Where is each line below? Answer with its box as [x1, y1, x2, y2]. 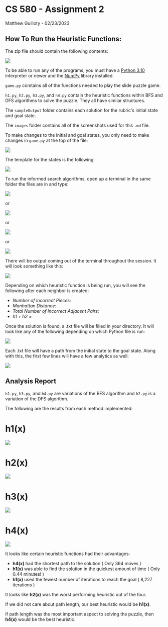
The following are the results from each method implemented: [5, 405, 133, 411]
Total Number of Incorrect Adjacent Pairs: [12, 308, 99, 314]
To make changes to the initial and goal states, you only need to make [5, 132, 149, 138]
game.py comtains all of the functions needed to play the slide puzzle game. [5, 82, 161, 88]
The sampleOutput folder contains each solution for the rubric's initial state [5, 107, 158, 113]
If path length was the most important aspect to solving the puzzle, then [5, 611, 154, 617]
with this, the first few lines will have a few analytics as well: [5, 353, 129, 359]
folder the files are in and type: [5, 181, 69, 187]
